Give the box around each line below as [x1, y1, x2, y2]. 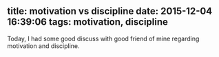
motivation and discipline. [7, 41, 81, 50]
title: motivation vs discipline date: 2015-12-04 [7, 5, 213, 17]
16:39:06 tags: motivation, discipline [7, 16, 169, 28]
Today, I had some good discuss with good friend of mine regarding [7, 34, 200, 43]
